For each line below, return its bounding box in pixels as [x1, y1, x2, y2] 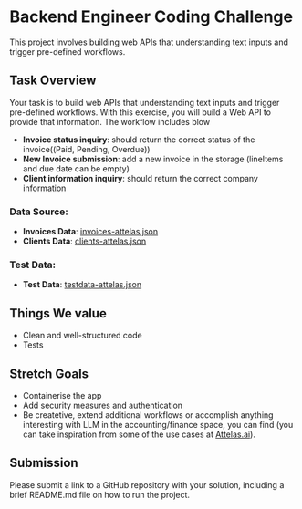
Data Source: [9, 205, 68, 218]
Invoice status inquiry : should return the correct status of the [22, 134, 255, 145]
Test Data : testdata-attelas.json [22, 279, 142, 290]
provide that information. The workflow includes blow [9, 116, 211, 127]
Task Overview [9, 73, 97, 88]
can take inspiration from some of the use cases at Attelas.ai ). [22, 429, 255, 440]
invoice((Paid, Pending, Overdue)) [22, 143, 151, 154]
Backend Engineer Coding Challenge [9, 6, 294, 27]
